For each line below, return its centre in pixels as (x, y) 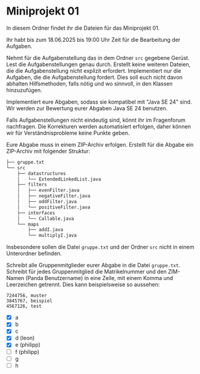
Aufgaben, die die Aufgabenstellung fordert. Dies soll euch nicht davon (95, 77)
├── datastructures (42, 173)
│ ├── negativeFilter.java (54, 196)
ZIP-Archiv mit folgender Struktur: (48, 151)
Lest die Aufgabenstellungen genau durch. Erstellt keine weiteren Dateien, (98, 64)
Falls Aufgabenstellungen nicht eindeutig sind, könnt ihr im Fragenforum (96, 120)
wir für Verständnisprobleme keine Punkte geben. (68, 133)
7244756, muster (27, 296)
